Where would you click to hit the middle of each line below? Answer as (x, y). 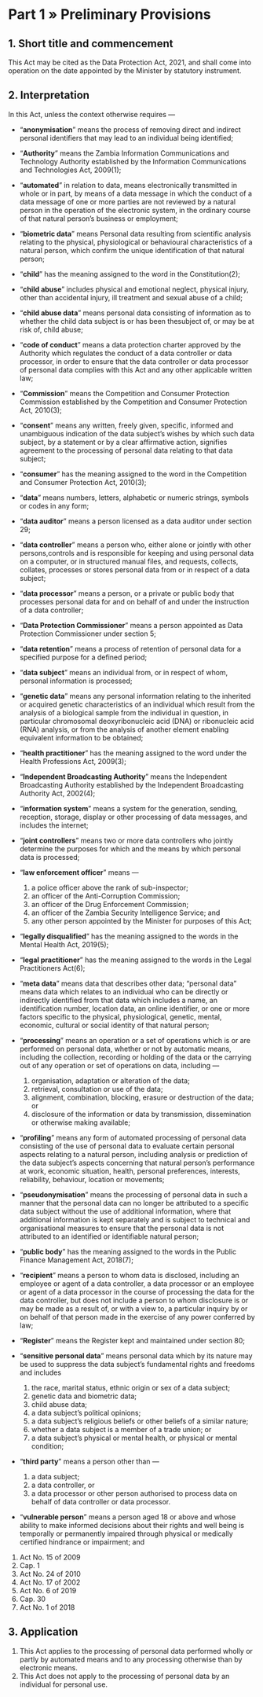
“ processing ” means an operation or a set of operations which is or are (135, 1040)
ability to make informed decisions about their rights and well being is (132, 1525)
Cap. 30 (32, 1599)
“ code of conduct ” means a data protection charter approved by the (130, 344)
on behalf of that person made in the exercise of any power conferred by (137, 1317)
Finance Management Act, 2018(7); (76, 1260)
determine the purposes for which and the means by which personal (130, 848)
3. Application (43, 1632)
